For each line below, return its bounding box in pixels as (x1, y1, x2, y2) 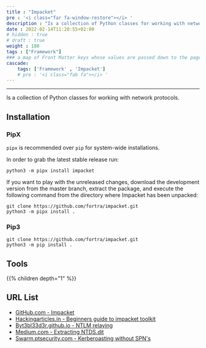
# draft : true (6, 37, 45, 43)
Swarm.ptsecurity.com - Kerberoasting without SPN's (15, 335, 151, 342)
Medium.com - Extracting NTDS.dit (15, 328, 104, 335)
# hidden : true (6, 32, 48, 38)
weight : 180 (6, 43, 40, 50)
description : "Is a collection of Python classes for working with (6, 20, 185, 26)
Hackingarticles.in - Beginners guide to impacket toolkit (15, 315, 156, 322)
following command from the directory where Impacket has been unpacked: (6, 191, 198, 199)
